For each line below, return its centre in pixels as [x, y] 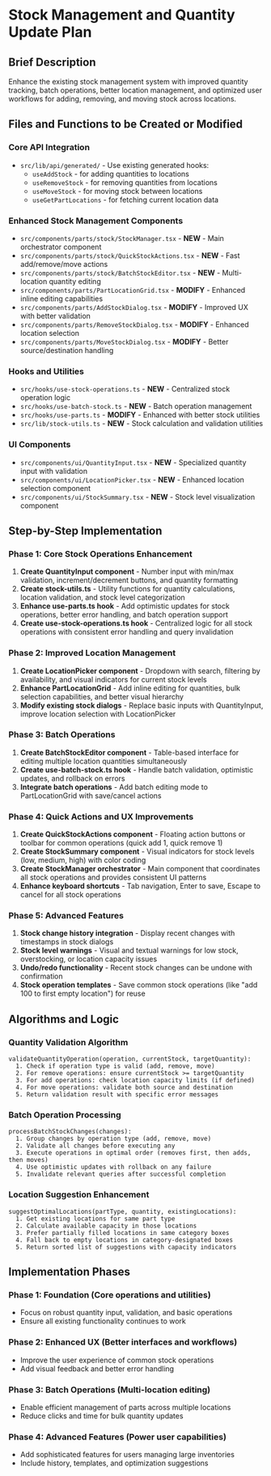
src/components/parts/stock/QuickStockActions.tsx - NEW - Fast [130, 255]
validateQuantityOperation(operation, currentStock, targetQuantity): [130, 1059]
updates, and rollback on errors [72, 778]
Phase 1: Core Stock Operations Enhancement [100, 553]
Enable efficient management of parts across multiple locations [125, 1407]
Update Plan [50, 32]
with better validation [55, 316]
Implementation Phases [70, 1272]
